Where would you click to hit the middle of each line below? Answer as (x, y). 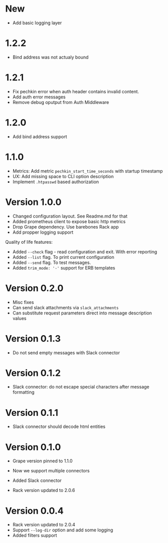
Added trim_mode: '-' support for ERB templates (64, 267)
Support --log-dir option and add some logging (63, 530)
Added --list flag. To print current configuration (63, 257)
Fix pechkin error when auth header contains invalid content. (76, 91)
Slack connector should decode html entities (59, 426)
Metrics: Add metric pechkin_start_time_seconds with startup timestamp (88, 171)
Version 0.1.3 (33, 338)
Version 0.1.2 (33, 373)
